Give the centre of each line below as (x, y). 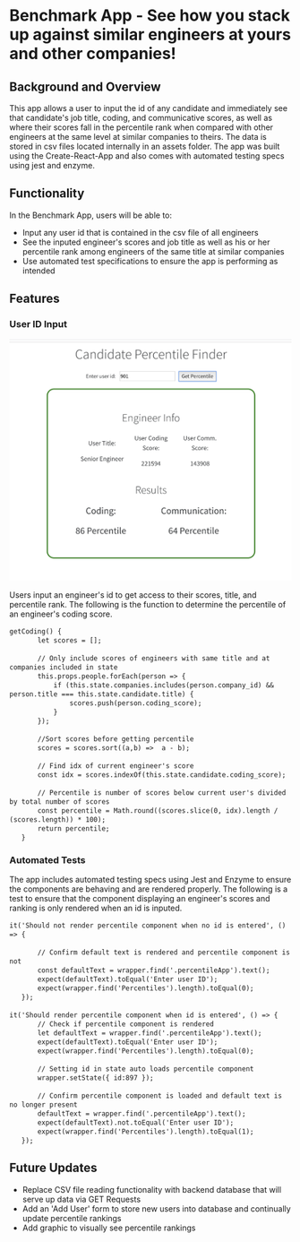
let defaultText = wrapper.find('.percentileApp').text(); (150, 1033)
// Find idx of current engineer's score (116, 766)
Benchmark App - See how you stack (150, 16)
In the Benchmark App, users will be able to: (91, 215)
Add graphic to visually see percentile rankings (109, 1228)
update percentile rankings (72, 1218)
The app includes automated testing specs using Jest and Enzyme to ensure (150, 879)
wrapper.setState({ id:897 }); (95, 1078)
